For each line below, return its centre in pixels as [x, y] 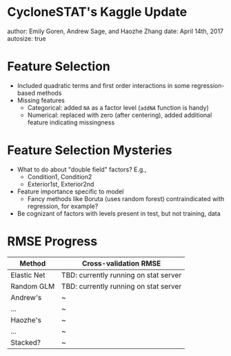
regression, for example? [63, 206]
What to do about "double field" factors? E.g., [82, 169]
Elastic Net [28, 275]
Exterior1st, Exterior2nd [61, 184]
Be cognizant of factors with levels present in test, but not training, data [119, 213]
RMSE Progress [52, 241]
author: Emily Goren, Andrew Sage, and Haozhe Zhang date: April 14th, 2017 [115, 31]
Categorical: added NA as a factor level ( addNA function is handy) [118, 107]
